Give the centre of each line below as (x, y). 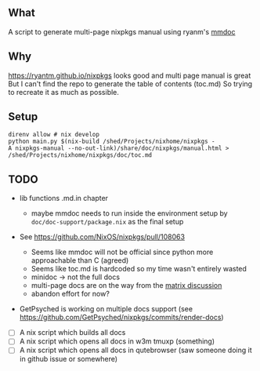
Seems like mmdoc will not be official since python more (122, 252)
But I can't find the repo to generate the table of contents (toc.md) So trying (130, 84)
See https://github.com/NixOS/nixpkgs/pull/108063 (102, 237)
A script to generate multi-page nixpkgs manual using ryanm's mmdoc (122, 31)
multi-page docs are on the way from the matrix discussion (126, 286)
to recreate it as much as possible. (64, 92)
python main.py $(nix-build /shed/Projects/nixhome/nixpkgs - (112, 142)
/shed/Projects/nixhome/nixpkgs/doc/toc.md (80, 155)
